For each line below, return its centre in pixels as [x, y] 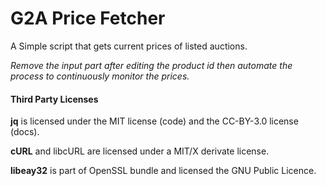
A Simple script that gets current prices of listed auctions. [129, 46]
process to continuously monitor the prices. [100, 76]
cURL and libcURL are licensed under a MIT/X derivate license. [140, 151]
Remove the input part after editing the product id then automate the [151, 65]
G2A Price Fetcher [88, 18]
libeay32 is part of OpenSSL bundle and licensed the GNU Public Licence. [163, 171]
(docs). [25, 132]
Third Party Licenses [54, 99]
